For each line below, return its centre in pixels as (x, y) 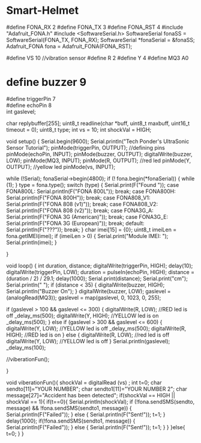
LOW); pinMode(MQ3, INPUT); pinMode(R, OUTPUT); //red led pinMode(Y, (98, 160)
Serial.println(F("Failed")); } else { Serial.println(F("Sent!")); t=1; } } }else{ (96, 427)
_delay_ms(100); (26, 347)
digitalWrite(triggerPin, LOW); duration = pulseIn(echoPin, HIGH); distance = (100, 272)
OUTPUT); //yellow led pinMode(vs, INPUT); (61, 167)
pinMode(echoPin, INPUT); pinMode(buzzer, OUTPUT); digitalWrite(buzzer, (100, 154)
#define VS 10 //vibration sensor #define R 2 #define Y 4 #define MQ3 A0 (97, 58)
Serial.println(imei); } (31, 242)
